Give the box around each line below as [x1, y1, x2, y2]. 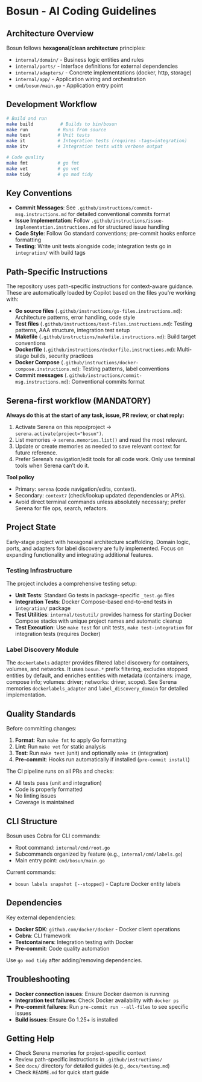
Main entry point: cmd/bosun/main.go [14, 857, 106, 864]
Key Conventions [6, 188, 72, 198]
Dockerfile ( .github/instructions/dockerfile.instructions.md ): [14, 346, 176, 353]
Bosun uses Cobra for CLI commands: [6, 832, 101, 839]
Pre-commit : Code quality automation [14, 945, 110, 952]
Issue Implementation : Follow [14, 217, 90, 225]
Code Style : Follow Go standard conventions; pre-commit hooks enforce [14, 230, 196, 237]
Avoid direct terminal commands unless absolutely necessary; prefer [14, 498, 186, 505]
